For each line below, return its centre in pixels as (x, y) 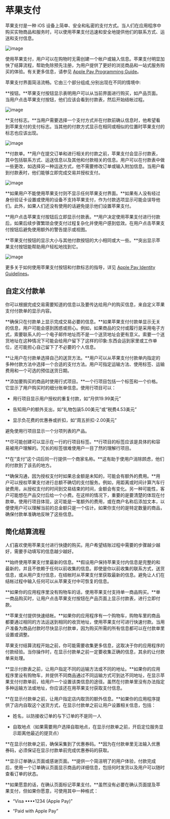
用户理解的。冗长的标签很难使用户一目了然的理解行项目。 (74, 448)
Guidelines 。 (18, 274)
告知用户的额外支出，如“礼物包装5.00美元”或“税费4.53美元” (75, 409)
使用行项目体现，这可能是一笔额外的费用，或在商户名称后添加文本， (89, 501)
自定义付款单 (25, 291)
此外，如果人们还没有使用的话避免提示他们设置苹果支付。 (74, 206)
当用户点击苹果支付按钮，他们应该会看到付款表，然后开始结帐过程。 (76, 99)
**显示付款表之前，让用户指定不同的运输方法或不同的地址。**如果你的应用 (83, 669)
